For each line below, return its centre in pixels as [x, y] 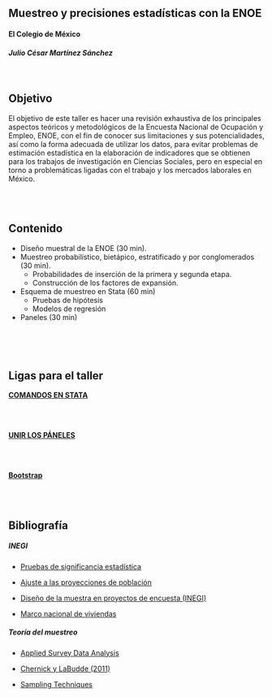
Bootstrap [26, 475]
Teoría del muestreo [43, 632]
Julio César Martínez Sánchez [61, 53]
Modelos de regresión [69, 309]
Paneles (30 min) [49, 317]
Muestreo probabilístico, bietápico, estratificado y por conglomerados [137, 257]
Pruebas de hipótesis [68, 300]
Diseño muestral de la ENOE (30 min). [84, 248]
